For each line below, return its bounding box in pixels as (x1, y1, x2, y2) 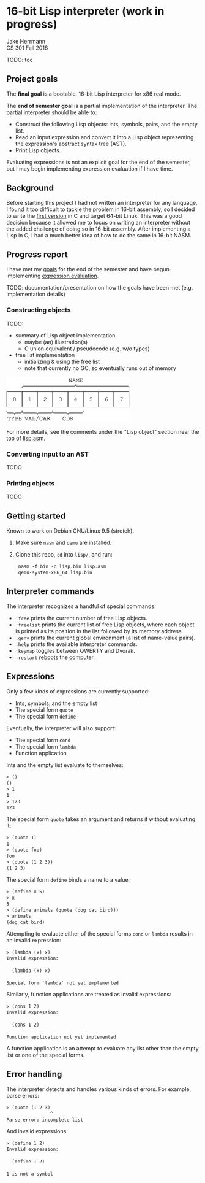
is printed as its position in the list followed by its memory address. (15, 627, 184, 634)
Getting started (6, 511, 66, 521)
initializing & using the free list (24, 358, 100, 365)
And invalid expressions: (6, 1127, 69, 1135)
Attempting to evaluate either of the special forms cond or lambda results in (6, 930, 193, 937)
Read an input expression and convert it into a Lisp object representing (15, 133, 194, 141)
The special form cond (15, 736, 71, 744)
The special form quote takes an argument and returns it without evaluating (6, 815, 196, 823)
